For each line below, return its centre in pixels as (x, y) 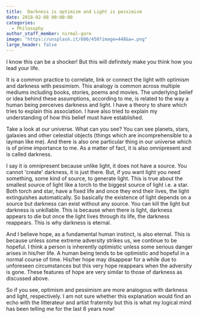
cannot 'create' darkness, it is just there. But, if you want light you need (93, 172)
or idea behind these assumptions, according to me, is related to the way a (97, 98)
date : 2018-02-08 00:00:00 (40, 17)
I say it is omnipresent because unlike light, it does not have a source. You (97, 166)
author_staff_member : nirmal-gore (49, 34)
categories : (21, 23)
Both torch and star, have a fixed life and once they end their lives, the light (98, 191)
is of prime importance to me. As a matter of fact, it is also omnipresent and (99, 148)
